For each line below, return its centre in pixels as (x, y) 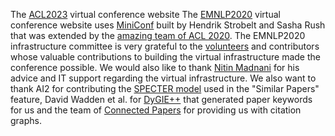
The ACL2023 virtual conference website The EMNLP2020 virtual (145, 14)
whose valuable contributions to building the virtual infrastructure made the (165, 57)
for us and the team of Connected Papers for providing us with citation (156, 110)
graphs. (26, 120)
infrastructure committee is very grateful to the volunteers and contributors (165, 46)
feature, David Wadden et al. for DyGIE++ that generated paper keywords (161, 99)
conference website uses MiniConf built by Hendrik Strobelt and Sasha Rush (168, 25)
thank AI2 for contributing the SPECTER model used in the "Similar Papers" (165, 88)
